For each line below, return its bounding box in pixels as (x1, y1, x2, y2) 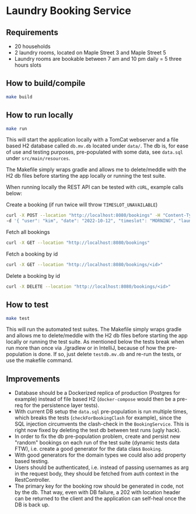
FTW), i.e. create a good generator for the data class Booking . (14, 446, 162, 453)
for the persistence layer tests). (24, 402, 99, 409)
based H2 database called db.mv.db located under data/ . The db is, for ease (6, 142, 188, 150)
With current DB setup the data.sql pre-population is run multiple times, (14, 408, 188, 415)
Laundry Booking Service (6, 4, 131, 18)
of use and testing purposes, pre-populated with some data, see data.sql (6, 149, 183, 156)
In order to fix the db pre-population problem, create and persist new (14, 433, 181, 440)
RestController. (14, 477, 51, 484)
